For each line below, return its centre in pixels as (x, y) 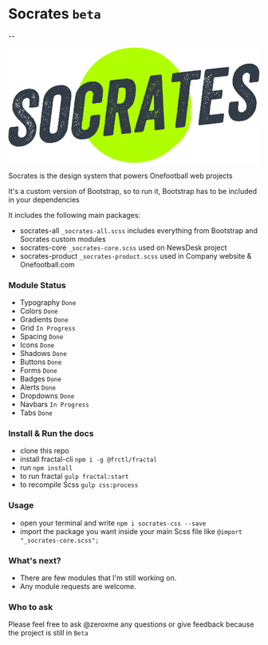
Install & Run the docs (51, 433)
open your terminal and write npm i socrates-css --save (113, 523)
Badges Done (41, 379)
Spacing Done (41, 337)
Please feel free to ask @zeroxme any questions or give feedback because (131, 624)
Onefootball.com (47, 264)
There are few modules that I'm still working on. (98, 578)
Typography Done (48, 303)
